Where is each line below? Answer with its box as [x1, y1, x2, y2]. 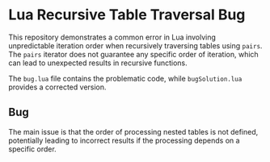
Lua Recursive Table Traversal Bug [8, 6, 246, 24]
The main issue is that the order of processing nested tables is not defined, [8, 127, 259, 136]
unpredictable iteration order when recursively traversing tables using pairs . [8, 40, 263, 50]
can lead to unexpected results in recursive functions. [8, 58, 188, 68]
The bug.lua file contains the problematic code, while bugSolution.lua [8, 73, 243, 83]
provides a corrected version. [8, 82, 107, 92]
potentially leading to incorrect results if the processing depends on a [8, 135, 240, 145]
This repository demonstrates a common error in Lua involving [8, 32, 217, 42]
